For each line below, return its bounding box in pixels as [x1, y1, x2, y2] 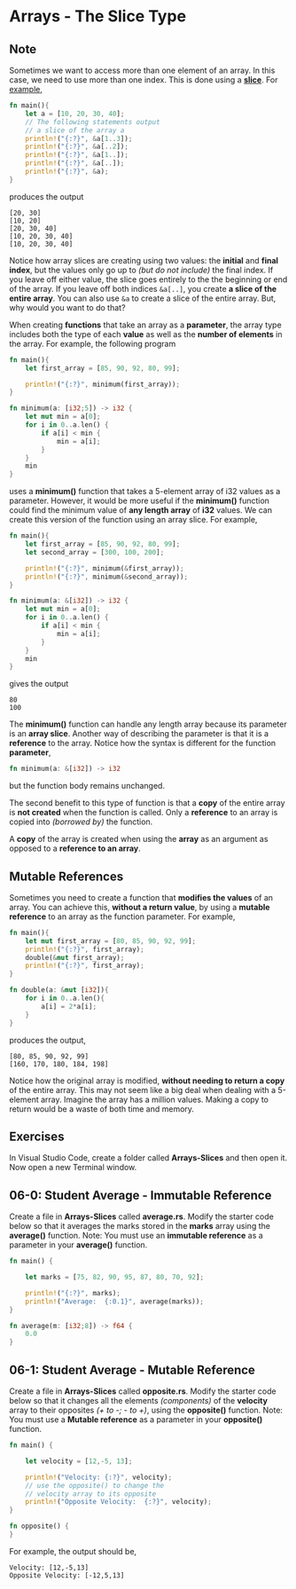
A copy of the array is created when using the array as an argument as [9, 834, 269, 845]
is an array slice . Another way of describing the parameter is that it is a [9, 728, 269, 739]
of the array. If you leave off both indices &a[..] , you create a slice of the [9, 283, 277, 294]
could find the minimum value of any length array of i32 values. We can [9, 505, 273, 515]
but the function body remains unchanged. [9, 781, 166, 791]
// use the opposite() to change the [25, 1481, 165, 1490]
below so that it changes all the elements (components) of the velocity [9, 1396, 269, 1405]
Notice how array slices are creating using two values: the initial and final [9, 255, 279, 265]
